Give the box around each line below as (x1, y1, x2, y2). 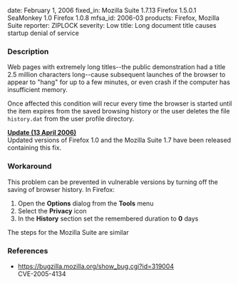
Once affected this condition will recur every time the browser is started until (7, 99, 232, 108)
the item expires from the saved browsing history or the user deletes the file (7, 107, 230, 116)
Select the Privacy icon (17, 206, 87, 215)
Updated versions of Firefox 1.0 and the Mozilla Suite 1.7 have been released (7, 136, 232, 145)
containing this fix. (7, 143, 62, 152)
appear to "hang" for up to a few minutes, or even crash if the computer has (7, 78, 230, 86)
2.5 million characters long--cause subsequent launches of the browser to (7, 71, 226, 79)
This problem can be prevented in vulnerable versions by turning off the (7, 178, 219, 186)
